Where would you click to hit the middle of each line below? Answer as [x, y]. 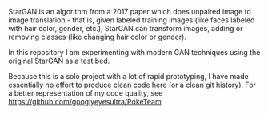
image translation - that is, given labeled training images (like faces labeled [132, 20]
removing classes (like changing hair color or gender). [97, 37]
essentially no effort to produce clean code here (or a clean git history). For [132, 85]
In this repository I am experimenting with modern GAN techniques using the [134, 52]
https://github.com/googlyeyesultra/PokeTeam [85, 102]
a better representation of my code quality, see [86, 93]
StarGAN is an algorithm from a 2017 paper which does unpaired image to [130, 12]
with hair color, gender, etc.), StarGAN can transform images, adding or [126, 28]
